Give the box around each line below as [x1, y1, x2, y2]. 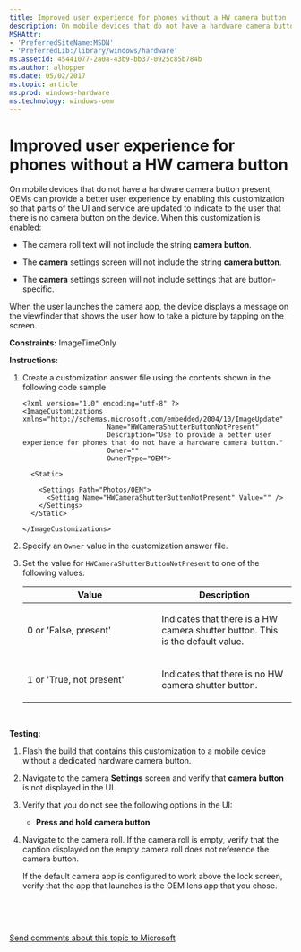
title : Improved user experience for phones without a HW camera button [9, 13, 287, 22]
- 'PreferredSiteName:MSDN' [9, 38, 115, 48]
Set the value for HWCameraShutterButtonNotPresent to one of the [21, 558, 260, 569]
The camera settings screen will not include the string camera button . [21, 257, 282, 267]
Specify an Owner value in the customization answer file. [21, 540, 228, 552]
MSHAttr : [9, 30, 42, 39]
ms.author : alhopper [9, 64, 87, 73]
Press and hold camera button [35, 817, 150, 828]
